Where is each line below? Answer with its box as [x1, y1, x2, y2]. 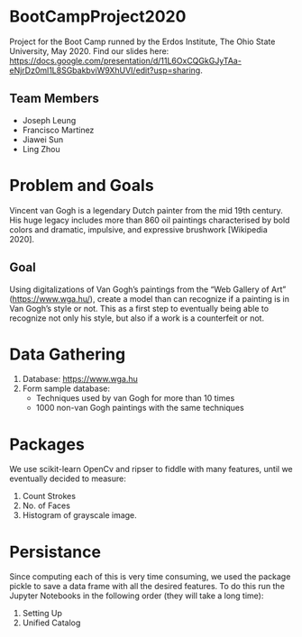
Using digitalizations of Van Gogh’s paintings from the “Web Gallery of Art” [9, 284, 287, 295]
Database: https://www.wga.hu [22, 374, 138, 385]
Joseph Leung [22, 114, 77, 125]
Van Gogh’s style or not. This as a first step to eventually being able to [9, 303, 269, 314]
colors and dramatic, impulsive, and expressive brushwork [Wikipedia [9, 223, 268, 235]
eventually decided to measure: [9, 473, 126, 484]
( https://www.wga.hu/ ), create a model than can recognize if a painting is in [9, 293, 290, 304]
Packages [9, 434, 86, 454]
